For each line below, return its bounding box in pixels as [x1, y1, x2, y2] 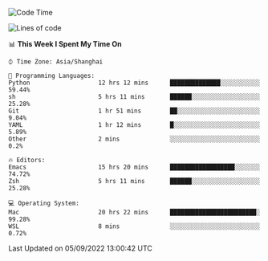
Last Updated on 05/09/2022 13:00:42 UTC [8, 243, 152, 253]
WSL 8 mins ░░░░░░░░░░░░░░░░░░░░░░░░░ [8, 222, 261, 230]
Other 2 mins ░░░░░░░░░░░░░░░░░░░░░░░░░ [8, 135, 261, 143]
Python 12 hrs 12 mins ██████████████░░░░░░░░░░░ [8, 79, 261, 87]
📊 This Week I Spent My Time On [8, 39, 122, 48]
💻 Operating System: [8, 199, 80, 207]
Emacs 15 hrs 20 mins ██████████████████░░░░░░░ [8, 163, 261, 171]
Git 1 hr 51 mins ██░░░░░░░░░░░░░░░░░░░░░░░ [8, 107, 261, 115]
